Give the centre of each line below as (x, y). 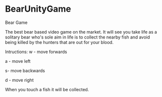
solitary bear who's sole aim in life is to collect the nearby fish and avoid (78, 37)
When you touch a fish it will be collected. (47, 89)
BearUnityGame (38, 9)
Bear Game (16, 22)
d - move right (20, 80)
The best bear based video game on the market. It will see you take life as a (81, 32)
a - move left (18, 61)
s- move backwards (25, 70)
